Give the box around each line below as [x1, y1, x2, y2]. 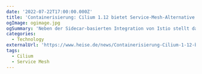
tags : [6, 48, 20, 54]
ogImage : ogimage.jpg [6, 20, 61, 26]
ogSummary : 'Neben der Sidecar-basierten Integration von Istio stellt [6, 25, 189, 32]
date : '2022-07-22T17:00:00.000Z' [6, 8, 93, 15]
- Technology [11, 36, 44, 42]
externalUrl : [6, 42, 39, 48]
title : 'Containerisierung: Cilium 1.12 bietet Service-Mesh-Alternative [6, 14, 195, 20]
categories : [6, 31, 36, 37]
